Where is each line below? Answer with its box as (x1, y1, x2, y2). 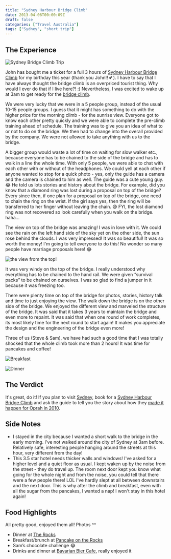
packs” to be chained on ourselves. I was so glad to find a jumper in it (5, 277, 152, 283)
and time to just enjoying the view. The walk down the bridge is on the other (5, 298, 165, 304)
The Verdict (5, 380, 43, 389)
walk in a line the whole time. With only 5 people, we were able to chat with (5, 160, 163, 166)
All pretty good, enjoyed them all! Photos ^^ (5, 522, 96, 528)
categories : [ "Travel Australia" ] (5, 22, 79, 27)
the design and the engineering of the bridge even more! (5, 325, 125, 331)
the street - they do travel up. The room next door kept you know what (12, 466, 161, 472)
